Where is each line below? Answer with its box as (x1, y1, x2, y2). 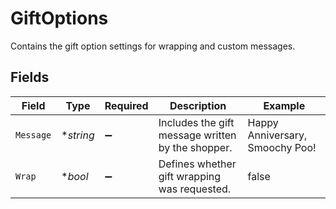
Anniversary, (247, 128, 308, 142)
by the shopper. (158, 140, 233, 154)
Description (169, 98, 227, 112)
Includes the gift (158, 115, 235, 129)
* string (61, 128, 95, 142)
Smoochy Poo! (247, 140, 317, 154)
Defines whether (158, 157, 237, 171)
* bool (61, 169, 89, 183)
